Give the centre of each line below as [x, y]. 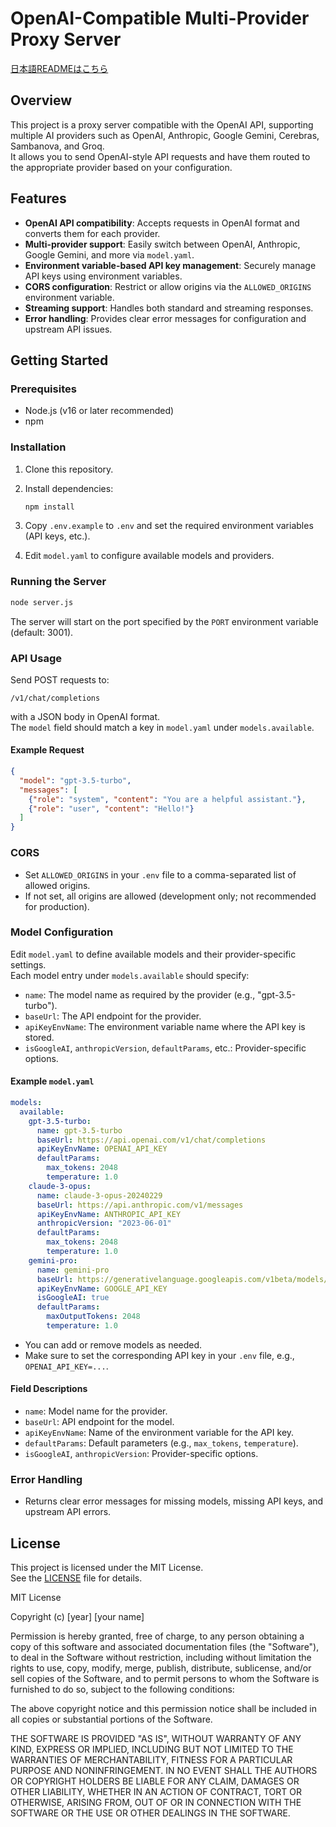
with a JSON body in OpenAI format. [85, 716]
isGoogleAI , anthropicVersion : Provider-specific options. [141, 1454]
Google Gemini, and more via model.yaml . [109, 254]
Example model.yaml [52, 1081]
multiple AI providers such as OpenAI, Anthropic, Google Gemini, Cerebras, [165, 135]
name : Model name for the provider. [96, 1411]
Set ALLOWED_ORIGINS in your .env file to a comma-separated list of [160, 874]
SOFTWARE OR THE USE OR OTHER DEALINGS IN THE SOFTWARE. [150, 1813]
